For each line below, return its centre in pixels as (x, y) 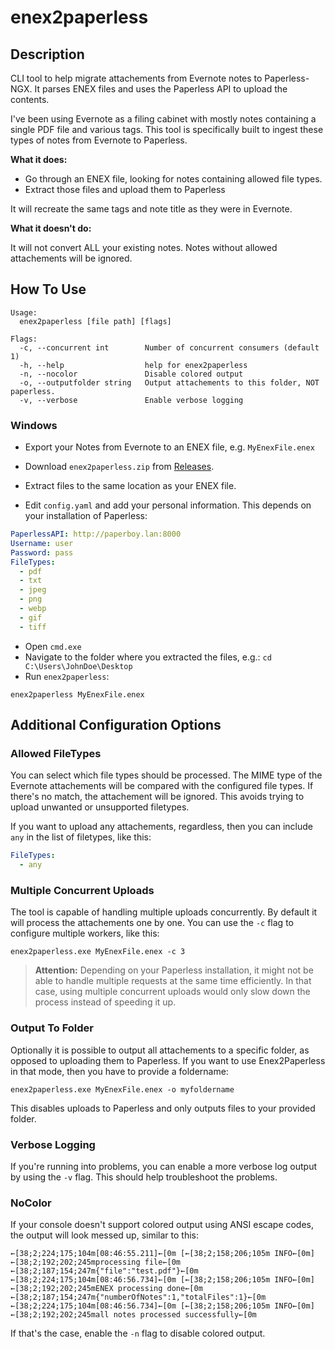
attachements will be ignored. (71, 258)
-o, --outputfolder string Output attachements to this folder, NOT (169, 382)
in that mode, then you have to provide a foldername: (119, 1071)
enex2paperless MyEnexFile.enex (77, 694)
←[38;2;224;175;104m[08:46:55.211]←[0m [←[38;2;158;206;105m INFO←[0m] (162, 1254)
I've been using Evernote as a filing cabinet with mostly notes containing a (163, 119)
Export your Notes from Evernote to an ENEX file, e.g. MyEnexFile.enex (169, 447)
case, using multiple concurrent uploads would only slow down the (172, 992)
